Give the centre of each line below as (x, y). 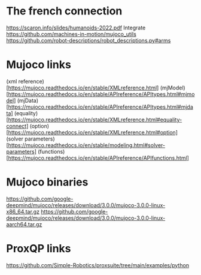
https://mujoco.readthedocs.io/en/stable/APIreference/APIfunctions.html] (99, 158)
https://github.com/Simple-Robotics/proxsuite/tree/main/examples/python (98, 265)
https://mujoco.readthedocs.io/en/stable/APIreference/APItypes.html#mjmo (101, 94)
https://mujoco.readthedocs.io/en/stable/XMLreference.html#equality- (95, 119)
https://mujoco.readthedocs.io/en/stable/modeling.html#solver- (87, 145)
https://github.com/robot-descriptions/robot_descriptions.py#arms (89, 40)
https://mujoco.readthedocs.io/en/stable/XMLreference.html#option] (93, 132)
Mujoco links (39, 65)
